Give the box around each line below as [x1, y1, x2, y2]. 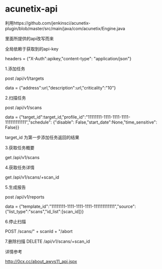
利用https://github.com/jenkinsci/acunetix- [5, 20, 91, 26]
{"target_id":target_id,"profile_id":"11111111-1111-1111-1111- [19, 114, 130, 120]
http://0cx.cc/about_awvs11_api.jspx [5, 258, 77, 264]
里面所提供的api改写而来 [5, 36, 54, 41]
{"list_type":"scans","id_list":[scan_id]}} [5, 208, 84, 215]
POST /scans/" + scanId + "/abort [5, 228, 73, 234]
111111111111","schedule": [5, 119, 52, 125]
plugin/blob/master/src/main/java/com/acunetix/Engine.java [5, 25, 126, 31]
